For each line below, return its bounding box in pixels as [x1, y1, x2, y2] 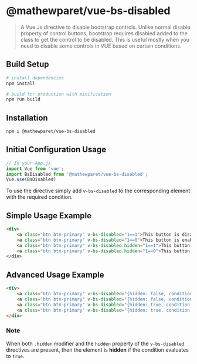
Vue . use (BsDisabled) [6, 176, 57, 183]
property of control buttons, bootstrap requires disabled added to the [20, 29, 188, 36]
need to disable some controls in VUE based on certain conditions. [20, 42, 182, 49]
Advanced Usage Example [6, 269, 104, 280]
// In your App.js [6, 160, 51, 166]
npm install [6, 81, 35, 86]
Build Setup [6, 59, 49, 69]
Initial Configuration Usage [6, 145, 107, 155]
